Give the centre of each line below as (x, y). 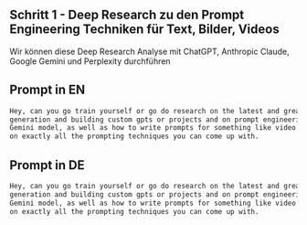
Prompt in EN (48, 90)
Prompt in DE (47, 165)
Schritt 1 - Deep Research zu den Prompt (127, 15)
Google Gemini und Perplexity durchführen (90, 61)
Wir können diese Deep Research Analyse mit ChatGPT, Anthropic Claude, (149, 51)
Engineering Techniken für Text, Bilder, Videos (145, 30)
